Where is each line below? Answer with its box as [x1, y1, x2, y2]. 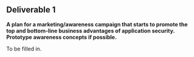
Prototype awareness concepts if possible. [6, 33, 117, 41]
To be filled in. [6, 45, 42, 52]
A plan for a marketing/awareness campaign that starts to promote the [6, 20, 188, 28]
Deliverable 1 [6, 5, 56, 15]
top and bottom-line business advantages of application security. [6, 27, 175, 34]
